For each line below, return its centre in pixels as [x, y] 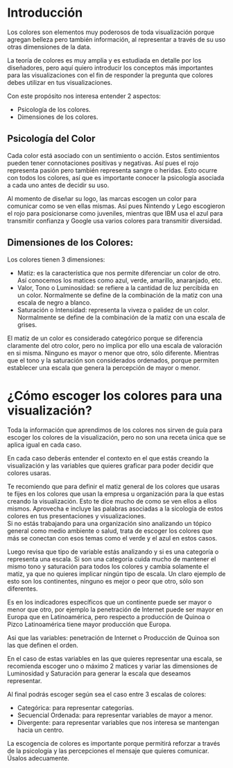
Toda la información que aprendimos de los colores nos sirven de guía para [115, 430]
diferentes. [23, 589]
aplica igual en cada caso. [44, 445]
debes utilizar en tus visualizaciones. [60, 82]
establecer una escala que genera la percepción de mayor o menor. [104, 367]
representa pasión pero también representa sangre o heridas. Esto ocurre [112, 170]
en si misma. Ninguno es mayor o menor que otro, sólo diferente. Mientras [113, 353]
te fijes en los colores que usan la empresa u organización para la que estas [116, 494]
